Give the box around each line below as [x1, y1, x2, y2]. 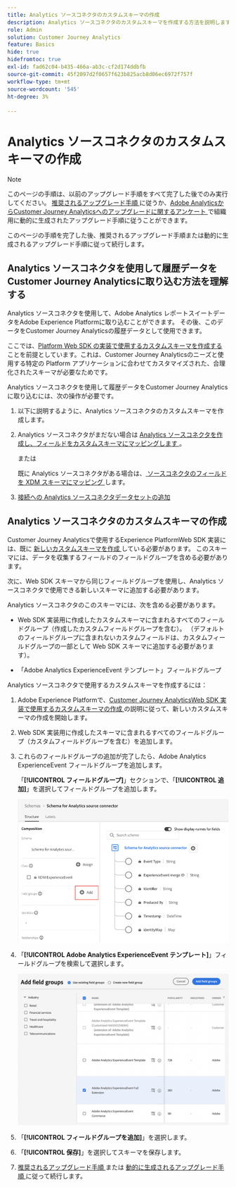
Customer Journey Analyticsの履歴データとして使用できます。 [25, 326, 206, 334]
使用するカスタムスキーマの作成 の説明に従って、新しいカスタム [29, 704, 216, 712]
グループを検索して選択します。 [36, 959, 128, 967]
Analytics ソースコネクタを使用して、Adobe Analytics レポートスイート [7, 308, 214, 317]
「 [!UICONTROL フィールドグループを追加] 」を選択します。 [17, 1133, 191, 1141]
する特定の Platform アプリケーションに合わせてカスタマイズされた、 [13, 359, 214, 368]
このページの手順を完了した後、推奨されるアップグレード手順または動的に [7, 231, 223, 239]
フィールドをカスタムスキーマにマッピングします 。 [36, 439, 186, 447]
